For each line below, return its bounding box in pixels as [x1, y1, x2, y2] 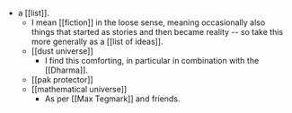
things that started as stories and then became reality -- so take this [31, 27, 284, 37]
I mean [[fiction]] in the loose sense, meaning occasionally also [31, 17, 266, 28]
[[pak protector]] [31, 74, 93, 84]
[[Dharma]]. [44, 65, 88, 75]
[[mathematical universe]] [31, 84, 128, 94]
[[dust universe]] [31, 46, 93, 56]
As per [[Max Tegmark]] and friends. [44, 93, 181, 104]
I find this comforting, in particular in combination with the [44, 56, 260, 65]
